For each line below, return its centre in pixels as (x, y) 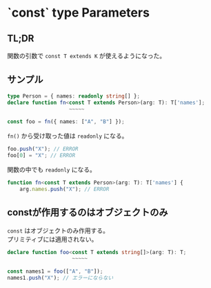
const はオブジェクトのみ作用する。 (58, 231)
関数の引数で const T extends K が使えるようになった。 (87, 56)
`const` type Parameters (79, 13)
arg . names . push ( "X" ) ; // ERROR (64, 189)
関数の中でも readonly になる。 (52, 169)
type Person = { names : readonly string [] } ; (73, 96)
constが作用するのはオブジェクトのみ (88, 213)
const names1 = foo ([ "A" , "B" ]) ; (55, 271)
